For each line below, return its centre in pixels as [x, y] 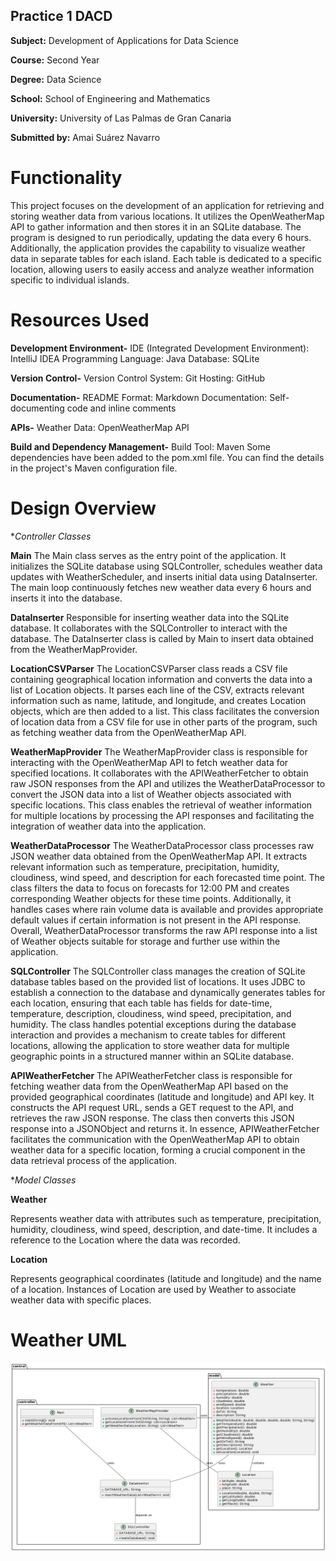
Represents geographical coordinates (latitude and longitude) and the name [166, 1278]
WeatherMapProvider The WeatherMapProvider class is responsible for [159, 751]
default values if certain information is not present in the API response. [156, 920]
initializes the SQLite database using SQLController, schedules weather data [166, 566]
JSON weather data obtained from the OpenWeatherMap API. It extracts [159, 856]
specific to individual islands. [70, 280]
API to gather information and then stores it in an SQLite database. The [156, 226]
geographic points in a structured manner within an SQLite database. [152, 1056]
